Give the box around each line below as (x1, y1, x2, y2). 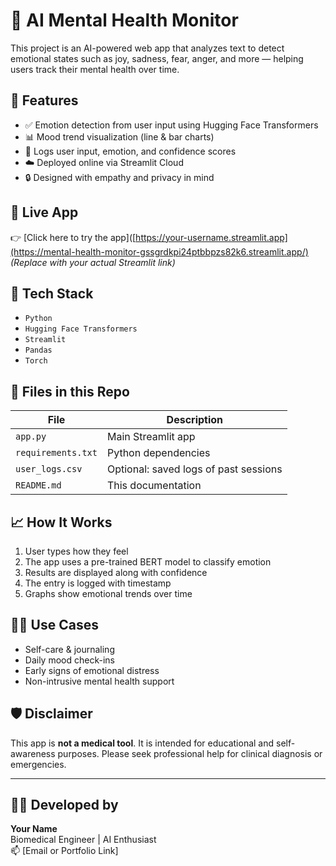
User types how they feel (24, 545, 129, 557)
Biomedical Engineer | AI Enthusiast (10, 834, 157, 846)
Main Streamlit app (106, 430, 196, 444)
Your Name (10, 823, 58, 835)
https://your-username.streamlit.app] (135, 231, 288, 243)
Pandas (24, 345, 53, 356)
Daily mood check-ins (24, 654, 115, 666)
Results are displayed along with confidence (24, 567, 208, 578)
